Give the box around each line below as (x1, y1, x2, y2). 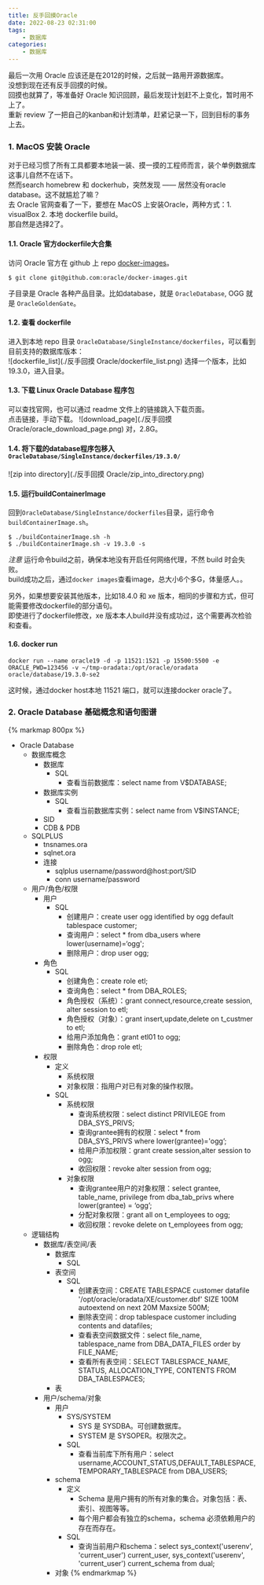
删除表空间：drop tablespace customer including (78, 1312, 237, 1321)
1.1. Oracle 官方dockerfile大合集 (8, 239, 112, 248)
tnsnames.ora (42, 839, 88, 849)
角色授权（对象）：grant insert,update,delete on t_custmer (66, 1014, 254, 1023)
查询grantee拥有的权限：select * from (78, 1127, 200, 1136)
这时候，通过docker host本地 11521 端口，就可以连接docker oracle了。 (8, 685, 236, 695)
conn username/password (54, 874, 140, 884)
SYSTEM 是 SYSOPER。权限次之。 (78, 1431, 191, 1440)
